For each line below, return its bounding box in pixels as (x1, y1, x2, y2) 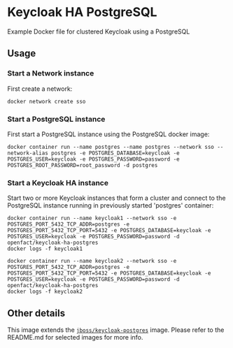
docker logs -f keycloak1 (7, 245, 83, 252)
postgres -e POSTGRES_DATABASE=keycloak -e (51, 150, 180, 157)
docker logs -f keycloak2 (7, 288, 83, 296)
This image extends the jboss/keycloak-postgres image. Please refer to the (7, 326, 225, 334)
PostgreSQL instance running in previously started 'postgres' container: (7, 201, 214, 210)
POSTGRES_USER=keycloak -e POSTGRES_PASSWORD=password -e (7, 155, 180, 163)
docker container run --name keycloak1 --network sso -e (7, 215, 177, 222)
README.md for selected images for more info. (7, 333, 143, 342)
